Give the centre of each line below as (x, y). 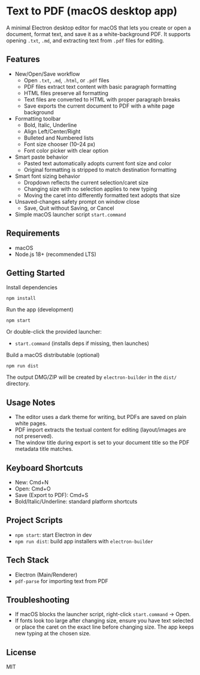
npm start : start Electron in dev (53, 535)
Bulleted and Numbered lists (59, 138)
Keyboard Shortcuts (45, 468)
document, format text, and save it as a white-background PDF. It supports (98, 34)
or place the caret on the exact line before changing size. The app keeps (104, 627)
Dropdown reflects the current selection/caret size (86, 182)
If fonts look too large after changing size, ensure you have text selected (104, 621)
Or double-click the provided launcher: (54, 332)
